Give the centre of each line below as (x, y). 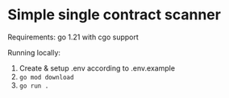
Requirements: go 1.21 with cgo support (73, 37)
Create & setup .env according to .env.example (97, 68)
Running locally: (34, 52)
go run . (34, 86)
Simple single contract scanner (114, 15)
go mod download (46, 77)
